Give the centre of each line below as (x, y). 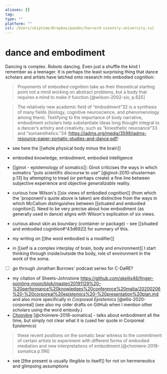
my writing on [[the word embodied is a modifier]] (63, 238)
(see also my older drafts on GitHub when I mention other (94, 305)
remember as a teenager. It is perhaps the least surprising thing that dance (82, 72)
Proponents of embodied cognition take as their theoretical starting (86, 87)
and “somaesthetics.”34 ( (43, 133)
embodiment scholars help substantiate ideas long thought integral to (88, 123)
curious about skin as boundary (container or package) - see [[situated (85, 224)
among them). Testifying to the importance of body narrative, (80, 118)
